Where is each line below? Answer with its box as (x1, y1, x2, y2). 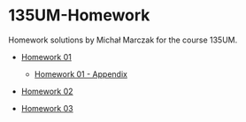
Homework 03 (20, 103, 73, 113)
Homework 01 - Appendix (34, 68, 127, 80)
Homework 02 (20, 86, 73, 96)
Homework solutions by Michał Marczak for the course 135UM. (8, 34, 238, 45)
